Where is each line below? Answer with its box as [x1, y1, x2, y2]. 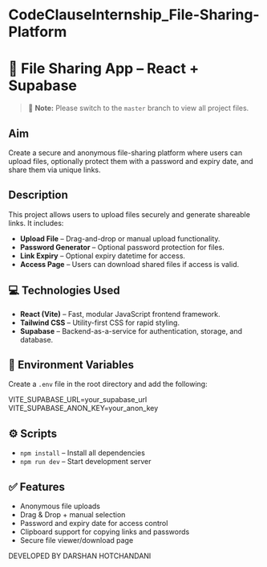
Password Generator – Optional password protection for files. [19, 242, 225, 252]
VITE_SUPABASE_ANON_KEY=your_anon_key [8, 404, 159, 413]
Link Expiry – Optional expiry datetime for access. [19, 251, 186, 261]
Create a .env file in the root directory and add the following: [8, 380, 208, 389]
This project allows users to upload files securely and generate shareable [8, 209, 251, 219]
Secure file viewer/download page [19, 536, 134, 544]
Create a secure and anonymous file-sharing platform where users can [8, 147, 243, 158]
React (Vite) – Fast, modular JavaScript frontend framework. [19, 309, 220, 318]
